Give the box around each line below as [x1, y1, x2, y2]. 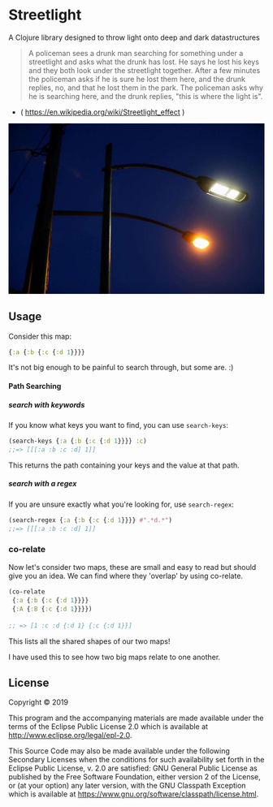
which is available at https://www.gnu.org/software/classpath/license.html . [8, 789, 259, 799]
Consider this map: [8, 331, 71, 341]
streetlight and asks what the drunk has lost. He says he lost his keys [28, 57, 260, 67]
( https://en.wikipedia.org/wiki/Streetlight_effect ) [19, 107, 185, 117]
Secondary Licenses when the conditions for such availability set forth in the [8, 754, 265, 764]
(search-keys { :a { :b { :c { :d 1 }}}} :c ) [8, 437, 148, 445]
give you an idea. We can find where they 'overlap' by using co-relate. [8, 571, 244, 580]
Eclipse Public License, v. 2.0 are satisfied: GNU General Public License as [8, 763, 258, 773]
